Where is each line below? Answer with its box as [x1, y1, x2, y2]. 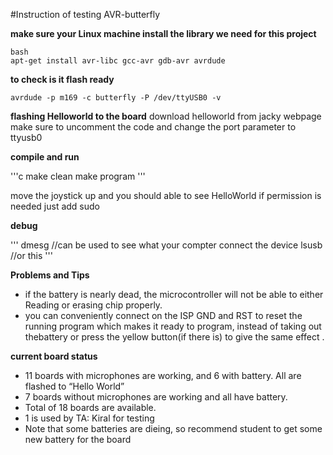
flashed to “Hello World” [24, 380, 125, 392]
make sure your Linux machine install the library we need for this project [10, 28, 317, 39]
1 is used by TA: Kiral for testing [24, 412, 155, 424]
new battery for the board [24, 434, 132, 445]
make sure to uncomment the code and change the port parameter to [10, 121, 297, 133]
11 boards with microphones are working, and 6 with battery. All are [24, 370, 302, 381]
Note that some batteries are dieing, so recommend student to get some [24, 423, 323, 434]
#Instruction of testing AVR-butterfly [10, 9, 161, 20]
